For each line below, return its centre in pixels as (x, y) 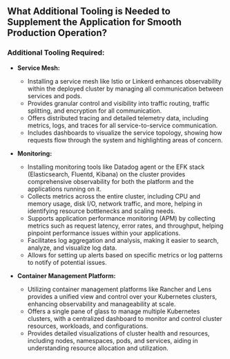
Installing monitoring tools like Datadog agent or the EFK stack (116, 167)
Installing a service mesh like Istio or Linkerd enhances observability (125, 81)
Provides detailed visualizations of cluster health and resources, (118, 333)
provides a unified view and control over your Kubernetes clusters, (122, 296)
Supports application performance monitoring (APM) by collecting (121, 218)
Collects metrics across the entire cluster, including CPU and (114, 196)
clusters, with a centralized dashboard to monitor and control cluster (125, 318)
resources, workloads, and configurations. (88, 326)
